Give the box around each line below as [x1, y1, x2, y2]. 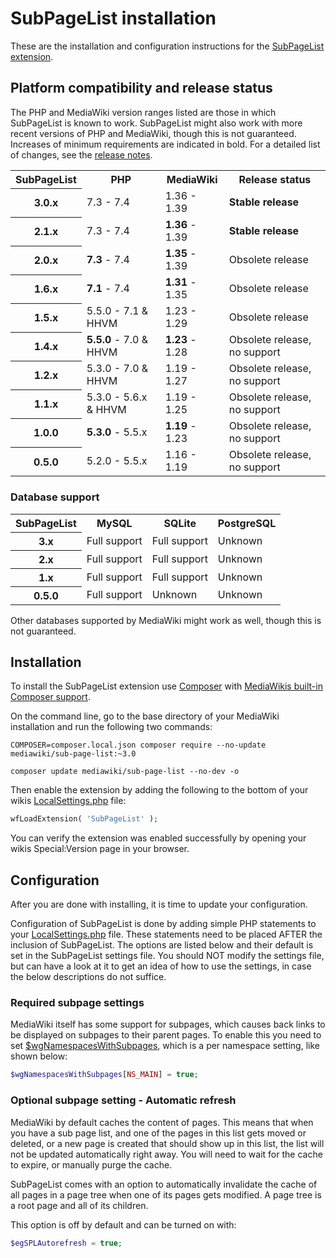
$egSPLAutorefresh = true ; [10, 1238, 123, 1248]
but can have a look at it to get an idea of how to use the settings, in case [10, 960, 312, 972]
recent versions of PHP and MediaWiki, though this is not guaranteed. [10, 127, 297, 139]
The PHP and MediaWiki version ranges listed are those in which [10, 106, 277, 118]
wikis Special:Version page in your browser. [10, 843, 190, 855]
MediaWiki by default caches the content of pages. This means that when [10, 1116, 314, 1128]
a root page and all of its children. [10, 1199, 149, 1211]
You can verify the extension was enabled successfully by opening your [10, 832, 307, 844]
